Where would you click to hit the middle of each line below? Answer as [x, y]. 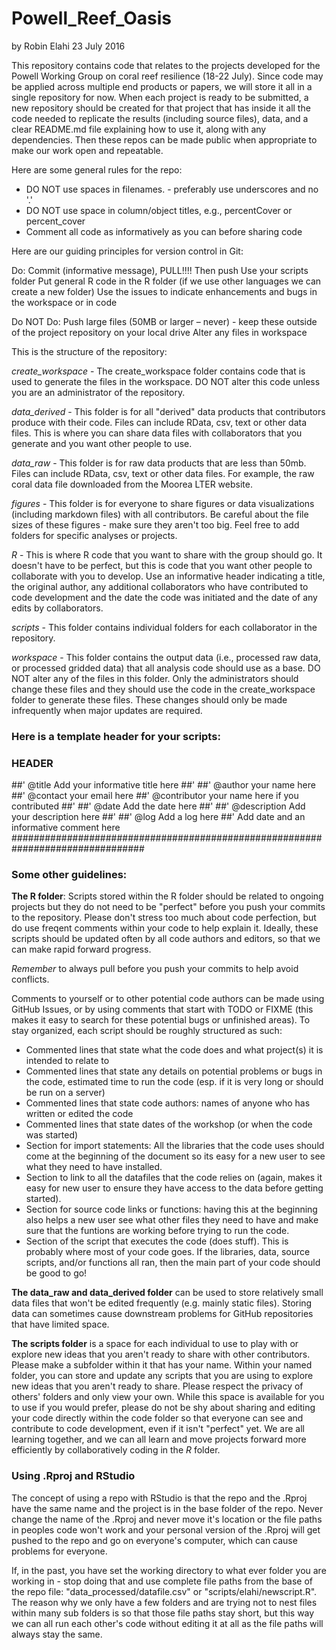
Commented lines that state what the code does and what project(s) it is [174, 1050]
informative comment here [66, 828]
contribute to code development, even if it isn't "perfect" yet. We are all [158, 1429]
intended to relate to [67, 1061]
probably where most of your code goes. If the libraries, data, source [168, 1252]
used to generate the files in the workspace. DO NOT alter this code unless [166, 381]
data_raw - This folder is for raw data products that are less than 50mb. [159, 463]
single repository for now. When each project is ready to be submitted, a [160, 97]
